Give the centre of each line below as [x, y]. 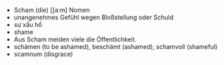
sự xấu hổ [28, 25]
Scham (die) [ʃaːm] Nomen [52, 10]
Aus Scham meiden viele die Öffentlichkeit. [75, 39]
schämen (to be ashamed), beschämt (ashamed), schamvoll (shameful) [115, 47]
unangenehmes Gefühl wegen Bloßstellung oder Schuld [93, 17]
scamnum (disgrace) [43, 54]
